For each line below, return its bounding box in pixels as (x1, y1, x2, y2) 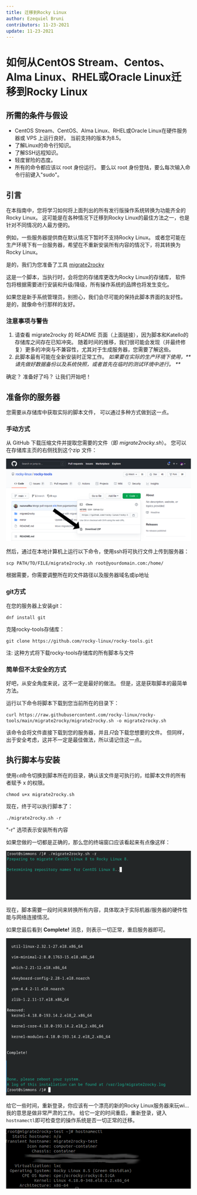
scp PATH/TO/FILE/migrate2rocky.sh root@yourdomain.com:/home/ (6, 560, 164, 566)
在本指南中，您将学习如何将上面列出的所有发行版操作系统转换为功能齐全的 (6, 207, 186, 214)
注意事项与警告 (6, 317, 49, 325)
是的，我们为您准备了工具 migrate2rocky (6, 261, 104, 268)
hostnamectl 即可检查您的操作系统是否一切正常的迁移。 (6, 1117, 138, 1124)
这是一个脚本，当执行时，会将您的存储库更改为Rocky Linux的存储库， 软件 (6, 274, 186, 281)
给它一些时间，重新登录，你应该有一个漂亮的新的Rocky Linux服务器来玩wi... (6, 1102, 189, 1109)
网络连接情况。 (16, 914, 53, 921)
